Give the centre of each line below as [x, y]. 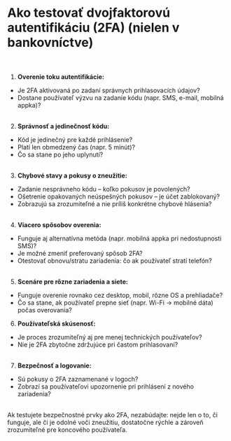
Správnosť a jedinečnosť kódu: [63, 126]
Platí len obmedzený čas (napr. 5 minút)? [76, 147]
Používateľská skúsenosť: [56, 324]
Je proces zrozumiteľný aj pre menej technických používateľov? [110, 337]
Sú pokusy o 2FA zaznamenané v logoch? [78, 379]
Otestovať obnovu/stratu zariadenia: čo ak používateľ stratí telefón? [114, 261]
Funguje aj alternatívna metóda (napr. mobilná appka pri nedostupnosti [119, 238]
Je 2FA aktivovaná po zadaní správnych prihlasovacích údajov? [109, 90]
